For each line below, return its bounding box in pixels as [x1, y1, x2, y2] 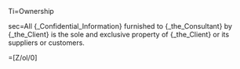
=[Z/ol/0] [8, 53, 38, 62]
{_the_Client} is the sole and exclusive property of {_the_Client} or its [8, 30, 230, 39]
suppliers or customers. [8, 38, 85, 47]
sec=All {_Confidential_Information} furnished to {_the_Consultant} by [8, 22, 233, 30]
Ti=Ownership [8, 7, 55, 16]
